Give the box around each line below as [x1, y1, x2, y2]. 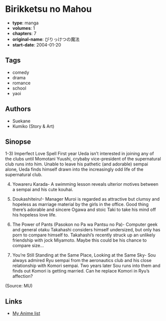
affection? [12, 273, 33, 279]
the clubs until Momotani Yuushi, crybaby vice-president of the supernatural [5, 156, 161, 162]
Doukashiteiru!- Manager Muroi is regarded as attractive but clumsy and [12, 196, 160, 202]
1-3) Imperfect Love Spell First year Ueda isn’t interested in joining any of [5, 151, 154, 157]
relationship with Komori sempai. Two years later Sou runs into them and [12, 263, 161, 268]
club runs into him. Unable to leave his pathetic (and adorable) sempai [5, 161, 149, 167]
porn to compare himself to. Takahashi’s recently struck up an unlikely [12, 232, 156, 238]
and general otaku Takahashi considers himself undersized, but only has [12, 227, 161, 233]
